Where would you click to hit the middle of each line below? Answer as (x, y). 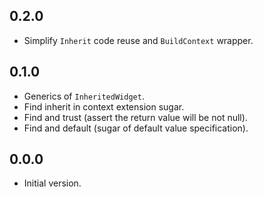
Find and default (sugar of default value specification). (136, 128)
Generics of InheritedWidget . (84, 96)
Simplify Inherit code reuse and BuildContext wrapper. (138, 40)
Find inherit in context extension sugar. (104, 106)
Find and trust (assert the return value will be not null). (135, 117)
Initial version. (52, 183)
